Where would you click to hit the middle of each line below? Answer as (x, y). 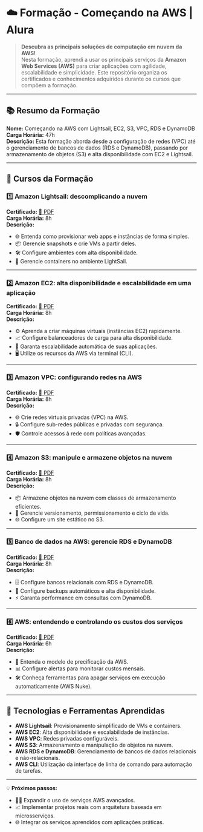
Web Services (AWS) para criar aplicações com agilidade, (94, 66)
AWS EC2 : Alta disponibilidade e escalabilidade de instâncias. (92, 732)
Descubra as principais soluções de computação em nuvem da (101, 47)
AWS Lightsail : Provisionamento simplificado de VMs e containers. (98, 725)
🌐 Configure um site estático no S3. (60, 520)
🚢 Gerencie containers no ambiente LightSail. (71, 262)
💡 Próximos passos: (32, 788)
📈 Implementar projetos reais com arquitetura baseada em (88, 807)
